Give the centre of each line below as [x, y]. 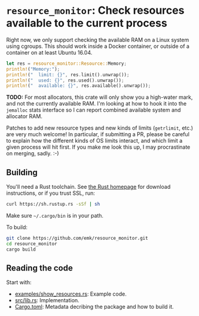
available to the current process [87, 23]
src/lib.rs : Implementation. [47, 300]
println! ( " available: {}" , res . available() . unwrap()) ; [79, 86]
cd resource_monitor [32, 243]
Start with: [19, 282]
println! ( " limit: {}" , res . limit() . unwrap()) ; [68, 75]
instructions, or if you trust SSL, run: [51, 193]
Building [22, 172]
